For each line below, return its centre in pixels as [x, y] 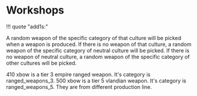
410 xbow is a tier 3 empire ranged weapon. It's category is [78, 74]
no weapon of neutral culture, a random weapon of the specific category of [98, 57]
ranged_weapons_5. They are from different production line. [79, 87]
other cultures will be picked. [41, 63]
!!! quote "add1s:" [27, 27]
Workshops [35, 10]
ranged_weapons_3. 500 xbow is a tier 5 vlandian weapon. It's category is [96, 81]
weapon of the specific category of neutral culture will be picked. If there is [98, 50]
